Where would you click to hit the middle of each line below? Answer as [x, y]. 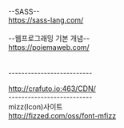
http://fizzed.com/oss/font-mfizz [62, 116]
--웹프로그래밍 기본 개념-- [49, 38]
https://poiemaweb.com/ [49, 47]
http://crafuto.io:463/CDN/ [52, 89]
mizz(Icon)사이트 [36, 107]
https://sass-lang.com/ [46, 20]
